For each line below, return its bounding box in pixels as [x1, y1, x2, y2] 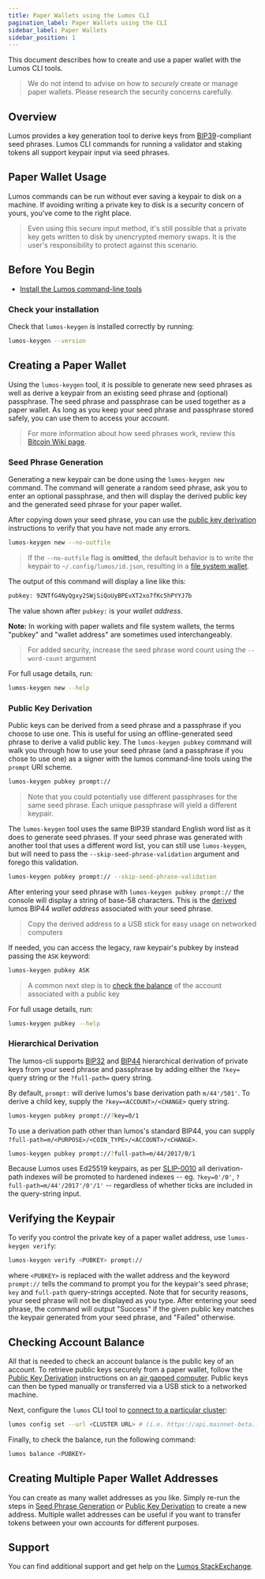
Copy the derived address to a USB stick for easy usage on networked [27, 919, 257, 928]
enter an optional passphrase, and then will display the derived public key [8, 491, 248, 501]
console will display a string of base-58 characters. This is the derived [8, 895, 237, 905]
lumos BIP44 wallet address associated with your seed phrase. [8, 904, 213, 913]
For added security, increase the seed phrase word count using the [27, 644, 246, 655]
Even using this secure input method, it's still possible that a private [27, 223, 247, 233]
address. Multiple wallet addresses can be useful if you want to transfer [8, 1510, 241, 1519]
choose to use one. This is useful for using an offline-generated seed [8, 729, 233, 738]
